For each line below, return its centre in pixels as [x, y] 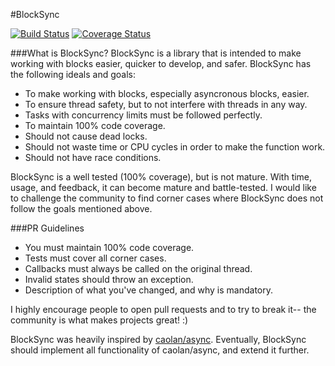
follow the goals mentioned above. [81, 208]
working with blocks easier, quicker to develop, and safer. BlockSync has [161, 63]
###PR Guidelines [47, 228]
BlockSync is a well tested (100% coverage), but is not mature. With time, [161, 177]
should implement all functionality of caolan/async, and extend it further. [160, 350]
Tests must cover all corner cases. [95, 258]
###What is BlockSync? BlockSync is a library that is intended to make [156, 53]
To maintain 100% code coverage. [95, 125]
